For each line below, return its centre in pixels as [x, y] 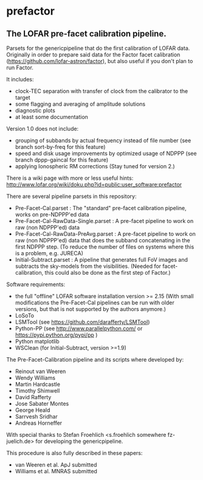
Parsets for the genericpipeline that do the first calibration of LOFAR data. [98, 48]
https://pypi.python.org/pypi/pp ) [56, 335]
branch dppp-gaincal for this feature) [62, 160]
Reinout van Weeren [40, 371]
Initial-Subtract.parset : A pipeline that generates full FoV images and [101, 260]
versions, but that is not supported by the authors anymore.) [90, 309]
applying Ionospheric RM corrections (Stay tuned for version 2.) [95, 166]
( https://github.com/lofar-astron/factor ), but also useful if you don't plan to [100, 61]
